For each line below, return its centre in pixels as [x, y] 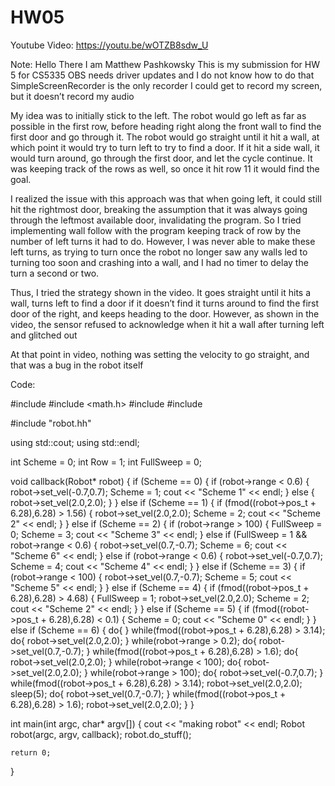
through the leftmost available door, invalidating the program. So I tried [156, 220]
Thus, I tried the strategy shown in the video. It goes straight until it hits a [161, 292]
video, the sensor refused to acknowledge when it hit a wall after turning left [167, 324]
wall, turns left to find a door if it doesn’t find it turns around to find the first [165, 303]
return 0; [31, 752]
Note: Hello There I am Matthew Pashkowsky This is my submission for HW [165, 64]
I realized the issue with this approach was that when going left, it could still [166, 198]
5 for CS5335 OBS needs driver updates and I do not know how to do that [162, 75]
